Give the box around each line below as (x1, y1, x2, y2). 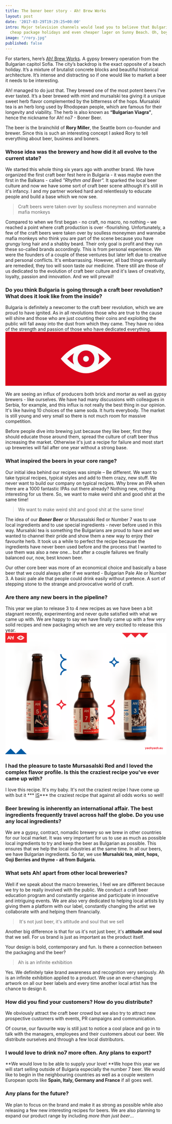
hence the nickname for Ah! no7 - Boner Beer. (5, 115, 102, 121)
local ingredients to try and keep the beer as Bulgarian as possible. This (5, 840, 157, 847)
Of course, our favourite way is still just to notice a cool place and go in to (5, 1025, 161, 1032)
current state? (5, 155, 42, 162)
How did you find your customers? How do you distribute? (5, 998, 153, 1005)
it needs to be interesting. (5, 77, 59, 83)
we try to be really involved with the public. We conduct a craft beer (5, 886, 148, 893)
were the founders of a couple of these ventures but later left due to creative (5, 252, 167, 258)
